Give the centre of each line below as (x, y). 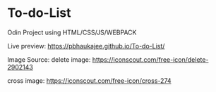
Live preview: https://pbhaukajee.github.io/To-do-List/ (86, 46)
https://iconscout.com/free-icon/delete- (150, 59)
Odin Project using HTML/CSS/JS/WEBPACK (72, 32)
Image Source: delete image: (49, 59)
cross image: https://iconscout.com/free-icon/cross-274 (89, 80)
